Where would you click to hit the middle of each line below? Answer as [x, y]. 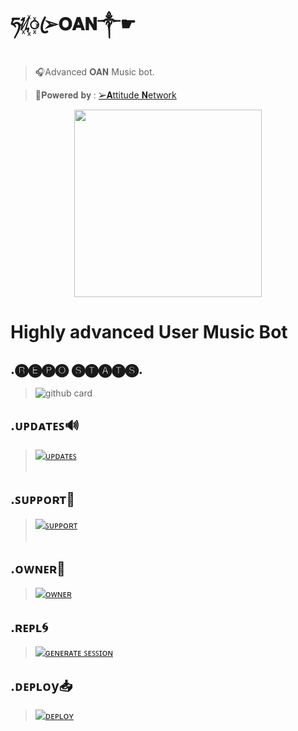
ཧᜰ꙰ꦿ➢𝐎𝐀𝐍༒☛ [73, 24]
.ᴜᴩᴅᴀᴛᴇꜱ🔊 [45, 425]
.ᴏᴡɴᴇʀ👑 [38, 568]
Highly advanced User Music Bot [149, 332]
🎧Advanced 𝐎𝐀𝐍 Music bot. [94, 71]
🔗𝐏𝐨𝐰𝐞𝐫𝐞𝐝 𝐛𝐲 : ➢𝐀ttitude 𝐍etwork [105, 95]
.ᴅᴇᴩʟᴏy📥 [41, 685]
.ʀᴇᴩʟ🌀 [29, 627]
